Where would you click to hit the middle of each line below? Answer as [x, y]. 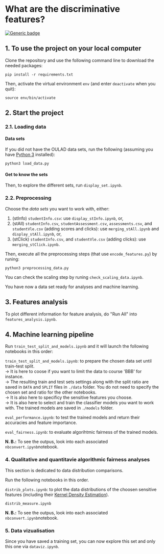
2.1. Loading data [26, 127]
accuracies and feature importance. [41, 422]
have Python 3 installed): [30, 155]
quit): [10, 89]
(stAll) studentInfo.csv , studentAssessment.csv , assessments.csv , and [82, 223]
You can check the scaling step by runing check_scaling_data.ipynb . [74, 277]
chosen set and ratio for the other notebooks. [51, 392]
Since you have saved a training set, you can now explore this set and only [80, 541]
